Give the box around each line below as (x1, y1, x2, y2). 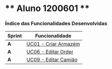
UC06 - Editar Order (26, 49, 73, 55)
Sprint (7, 32, 22, 39)
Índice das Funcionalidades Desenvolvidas (5, 20, 108, 27)
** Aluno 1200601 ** (5, 3, 90, 14)
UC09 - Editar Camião (26, 56, 78, 63)
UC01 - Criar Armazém (26, 41, 80, 47)
